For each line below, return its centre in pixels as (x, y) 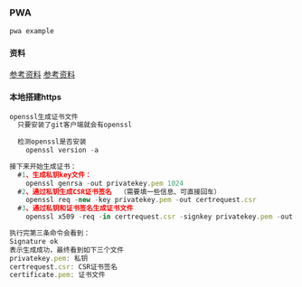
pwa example (32, 32)
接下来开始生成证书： (43, 166)
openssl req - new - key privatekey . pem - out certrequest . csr (141, 200)
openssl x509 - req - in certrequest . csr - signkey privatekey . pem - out (160, 217)
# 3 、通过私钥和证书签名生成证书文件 (75, 208)
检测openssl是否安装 (52, 142)
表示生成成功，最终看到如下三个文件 (67, 250)
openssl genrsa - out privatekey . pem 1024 (104, 183)
